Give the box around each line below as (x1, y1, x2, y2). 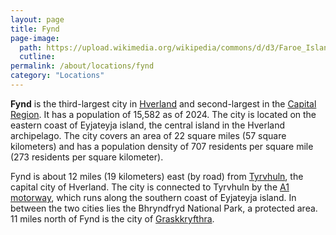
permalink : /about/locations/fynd (10, 61, 155, 71)
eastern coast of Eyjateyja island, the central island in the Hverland (10, 119, 286, 131)
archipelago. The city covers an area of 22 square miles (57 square (10, 129, 287, 141)
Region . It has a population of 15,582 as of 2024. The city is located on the (10, 108, 317, 120)
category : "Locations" (10, 71, 105, 81)
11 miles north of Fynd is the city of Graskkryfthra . (10, 212, 215, 225)
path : (19, 42, 43, 53)
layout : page (10, 14, 65, 25)
